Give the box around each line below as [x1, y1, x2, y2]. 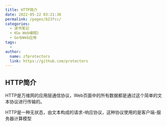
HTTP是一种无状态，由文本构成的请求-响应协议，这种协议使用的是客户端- [5, 109, 157, 115]
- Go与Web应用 [9, 35, 37, 40]
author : [5, 49, 21, 54]
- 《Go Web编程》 [9, 30, 41, 35]
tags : [5, 40, 16, 45]
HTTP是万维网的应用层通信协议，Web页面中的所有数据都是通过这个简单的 [5, 92, 158, 98]
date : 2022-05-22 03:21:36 [5, 12, 61, 17]
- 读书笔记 [9, 26, 29, 31]
